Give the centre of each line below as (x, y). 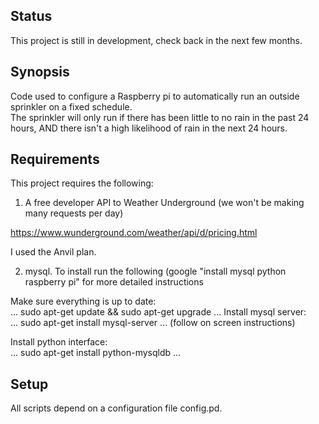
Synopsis (40, 72)
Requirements (55, 159)
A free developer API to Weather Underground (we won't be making (164, 203)
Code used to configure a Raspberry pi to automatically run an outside (155, 96)
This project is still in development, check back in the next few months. (156, 40)
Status (31, 16)
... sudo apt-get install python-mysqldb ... (96, 353)
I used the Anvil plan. (53, 252)
